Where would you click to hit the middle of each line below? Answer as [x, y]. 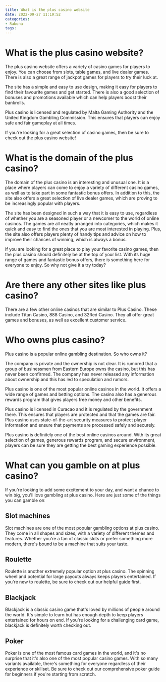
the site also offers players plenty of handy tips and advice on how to [76, 234]
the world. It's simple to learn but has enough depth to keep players [74, 615]
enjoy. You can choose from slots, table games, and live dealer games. [77, 72]
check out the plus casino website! [41, 138]
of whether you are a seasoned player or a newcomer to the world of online [82, 218]
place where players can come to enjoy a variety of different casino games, [82, 188]
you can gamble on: [25, 500]
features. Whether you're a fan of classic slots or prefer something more [79, 538]
